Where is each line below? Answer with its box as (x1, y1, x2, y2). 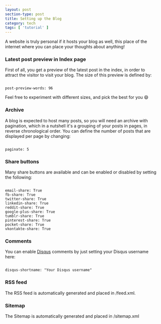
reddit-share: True (5, 205, 45, 210)
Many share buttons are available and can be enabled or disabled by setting (5, 169, 157, 175)
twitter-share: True (5, 197, 47, 202)
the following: (5, 174, 32, 180)
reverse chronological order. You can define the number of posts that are (5, 128, 151, 134)
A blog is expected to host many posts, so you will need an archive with (5, 117, 148, 123)
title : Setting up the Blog (5, 16, 62, 21)
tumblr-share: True (5, 214, 45, 219)
